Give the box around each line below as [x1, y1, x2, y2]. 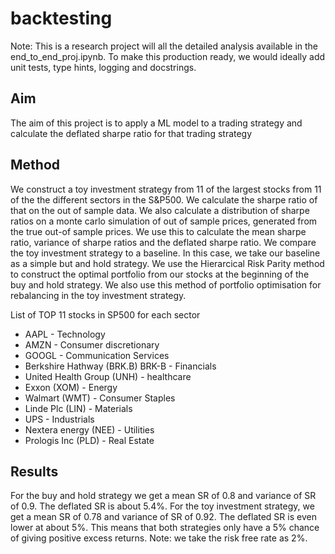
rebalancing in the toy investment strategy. [10, 289, 187, 301]
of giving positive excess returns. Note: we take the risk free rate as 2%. [10, 532, 308, 544]
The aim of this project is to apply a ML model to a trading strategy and [10, 117, 303, 129]
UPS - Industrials [24, 413, 95, 425]
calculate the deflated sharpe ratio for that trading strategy [10, 127, 253, 139]
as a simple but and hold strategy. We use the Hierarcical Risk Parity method [10, 257, 325, 269]
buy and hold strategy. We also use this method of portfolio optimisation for [10, 278, 322, 291]
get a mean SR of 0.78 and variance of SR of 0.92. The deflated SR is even [10, 511, 317, 523]
